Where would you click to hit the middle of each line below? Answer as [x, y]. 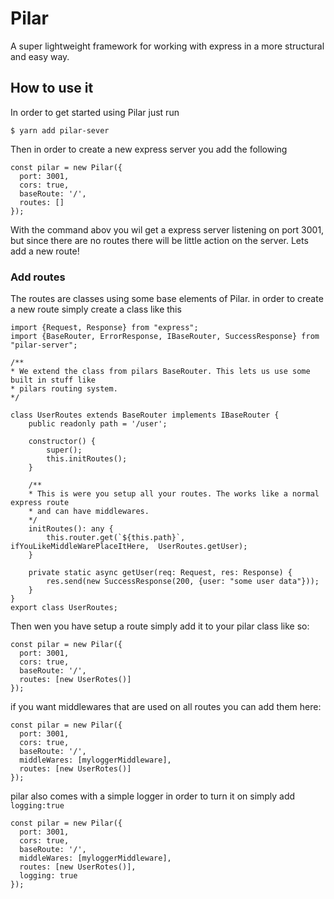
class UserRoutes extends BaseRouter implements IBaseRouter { [145, 415]
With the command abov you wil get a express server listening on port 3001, [167, 229]
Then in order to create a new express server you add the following [149, 149]
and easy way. [40, 56]
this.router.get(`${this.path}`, [116, 538]
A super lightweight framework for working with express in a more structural [167, 46]
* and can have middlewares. [89, 512]
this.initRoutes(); [87, 459]
